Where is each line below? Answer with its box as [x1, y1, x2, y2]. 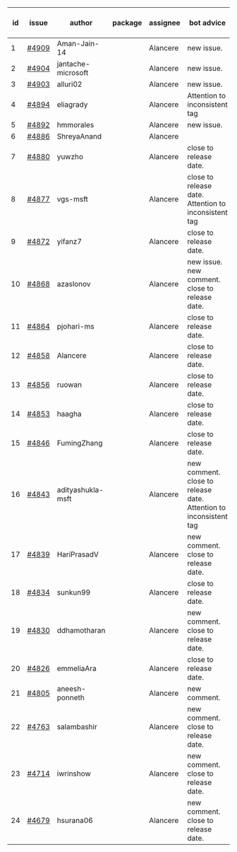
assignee [149, 18, 181, 28]
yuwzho [56, 152, 83, 161]
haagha [56, 409, 83, 419]
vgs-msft [56, 194, 88, 204]
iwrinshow [56, 769, 92, 778]
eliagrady [56, 100, 88, 109]
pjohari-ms [56, 322, 95, 331]
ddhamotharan [56, 626, 106, 635]
